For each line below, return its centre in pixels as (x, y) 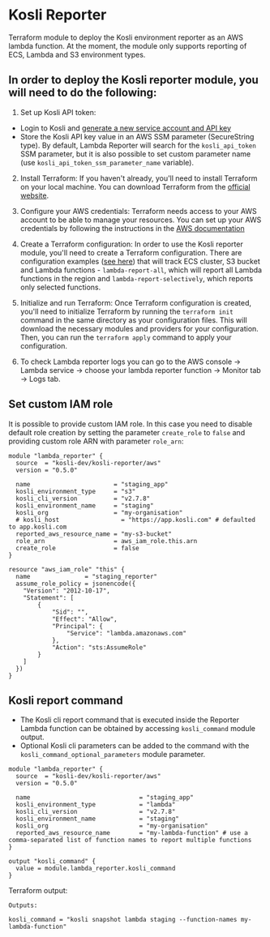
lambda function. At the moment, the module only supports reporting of (128, 45)
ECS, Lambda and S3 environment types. (77, 54)
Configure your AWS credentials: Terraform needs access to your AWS (138, 211)
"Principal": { (77, 626)
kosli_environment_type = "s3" (76, 491)
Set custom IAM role (61, 404)
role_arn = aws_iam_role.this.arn (107, 541)
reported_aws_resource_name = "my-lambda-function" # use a (132, 833)
